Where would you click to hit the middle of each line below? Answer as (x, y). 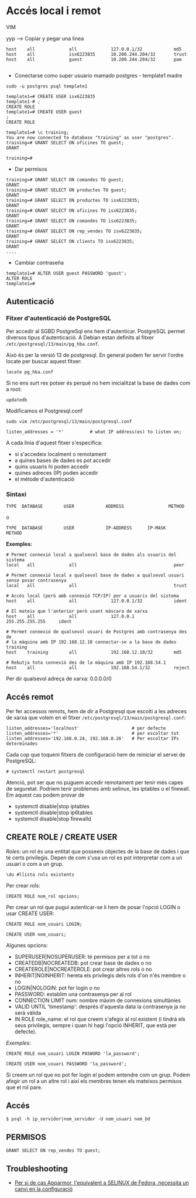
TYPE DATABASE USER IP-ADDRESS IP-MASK (86, 528)
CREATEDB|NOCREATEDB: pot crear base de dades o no (83, 963)
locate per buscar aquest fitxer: (44, 361)
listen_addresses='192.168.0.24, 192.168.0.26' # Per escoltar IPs (93, 738)
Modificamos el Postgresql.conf (44, 411)
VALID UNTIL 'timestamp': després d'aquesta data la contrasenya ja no (100, 1006)
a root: (14, 389)
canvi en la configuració (44, 1189)
